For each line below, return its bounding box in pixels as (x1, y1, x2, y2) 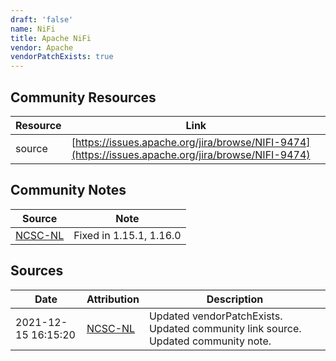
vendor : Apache (10, 42, 74, 53)
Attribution (86, 292, 140, 306)
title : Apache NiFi (10, 33, 92, 43)
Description (206, 292, 264, 306)
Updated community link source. (148, 321, 302, 335)
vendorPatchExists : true (10, 52, 114, 62)
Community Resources (10, 89, 157, 106)
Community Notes (10, 182, 127, 199)
